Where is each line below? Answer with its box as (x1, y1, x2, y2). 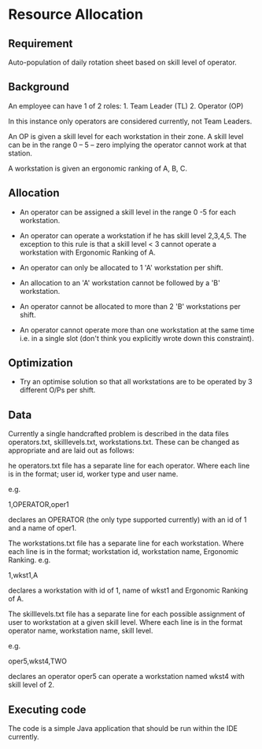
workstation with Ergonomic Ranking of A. (19, 248, 156, 257)
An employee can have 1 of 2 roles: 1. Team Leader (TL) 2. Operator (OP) (8, 101, 244, 111)
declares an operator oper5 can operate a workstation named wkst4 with (8, 672, 245, 681)
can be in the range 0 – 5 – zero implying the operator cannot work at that (8, 140, 247, 149)
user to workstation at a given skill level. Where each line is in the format (8, 618, 243, 627)
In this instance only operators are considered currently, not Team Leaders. (8, 116, 253, 126)
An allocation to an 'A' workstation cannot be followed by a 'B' (19, 277, 220, 288)
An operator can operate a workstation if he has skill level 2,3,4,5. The (19, 230, 247, 240)
